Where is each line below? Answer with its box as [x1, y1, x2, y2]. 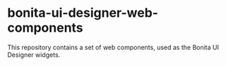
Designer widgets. [7, 51, 61, 59]
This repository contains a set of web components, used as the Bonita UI [7, 43, 219, 51]
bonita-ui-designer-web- [7, 5, 159, 21]
